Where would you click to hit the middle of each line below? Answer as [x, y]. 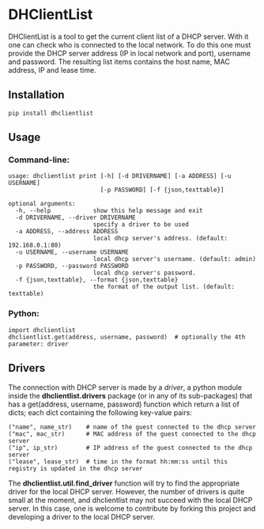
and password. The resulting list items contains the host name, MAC [119, 62]
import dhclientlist [42, 330]
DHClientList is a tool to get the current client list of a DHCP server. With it [128, 36]
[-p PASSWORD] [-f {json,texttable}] [162, 190]
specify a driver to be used [141, 225]
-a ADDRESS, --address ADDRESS [67, 232]
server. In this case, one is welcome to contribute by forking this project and [132, 508]
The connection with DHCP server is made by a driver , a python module [125, 387]
